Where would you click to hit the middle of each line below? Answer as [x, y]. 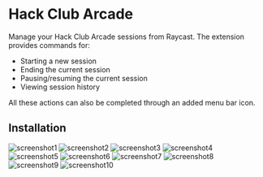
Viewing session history [60, 87]
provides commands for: [50, 45]
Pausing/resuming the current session [84, 78]
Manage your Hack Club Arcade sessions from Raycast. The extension [127, 37]
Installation [37, 128]
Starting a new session [58, 61]
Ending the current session [65, 69]
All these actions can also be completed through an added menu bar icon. [132, 102]
